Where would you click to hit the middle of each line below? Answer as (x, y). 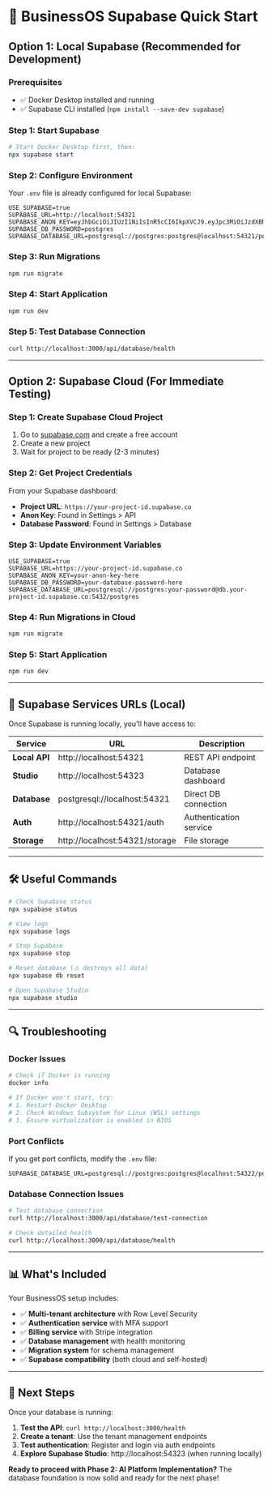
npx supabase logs (39, 931)
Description (222, 744)
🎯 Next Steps (42, 1393)
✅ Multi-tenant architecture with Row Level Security (109, 1314)
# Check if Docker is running (59, 1076)
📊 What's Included (57, 1274)
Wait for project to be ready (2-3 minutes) (90, 452)
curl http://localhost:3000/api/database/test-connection (108, 1219)
